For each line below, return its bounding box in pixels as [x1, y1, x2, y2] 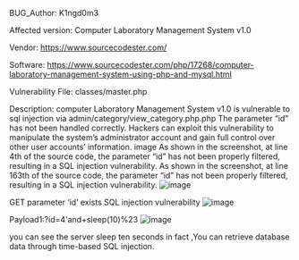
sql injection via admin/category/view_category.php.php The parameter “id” [9, 113, 289, 123]
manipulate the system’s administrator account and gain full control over [9, 132, 276, 142]
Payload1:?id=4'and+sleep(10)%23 [9, 214, 139, 224]
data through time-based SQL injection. [9, 241, 155, 251]
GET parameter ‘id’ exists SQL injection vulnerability [9, 197, 201, 207]
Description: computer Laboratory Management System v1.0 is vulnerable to [9, 104, 291, 114]
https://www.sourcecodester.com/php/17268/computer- [47, 60, 255, 70]
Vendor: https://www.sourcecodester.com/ [9, 42, 167, 53]
